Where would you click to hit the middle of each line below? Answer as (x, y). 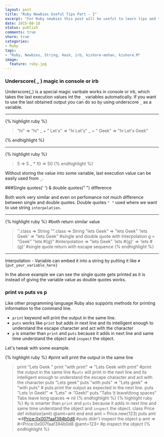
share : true (17, 37)
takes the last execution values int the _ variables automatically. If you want (81, 97)
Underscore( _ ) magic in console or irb (52, 81)
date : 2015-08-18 (23, 23)
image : (12, 60)
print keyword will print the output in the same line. (64, 317)
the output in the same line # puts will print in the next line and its (82, 372)
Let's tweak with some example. (37, 348)
